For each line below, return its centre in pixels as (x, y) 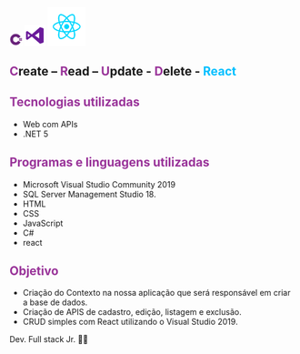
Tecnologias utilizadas (75, 102)
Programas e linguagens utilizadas (110, 162)
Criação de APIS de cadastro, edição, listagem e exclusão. (132, 312)
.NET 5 (35, 134)
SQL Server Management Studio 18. (89, 194)
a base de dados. (55, 302)
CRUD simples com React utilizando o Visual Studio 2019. (130, 322)
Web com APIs (50, 124)
